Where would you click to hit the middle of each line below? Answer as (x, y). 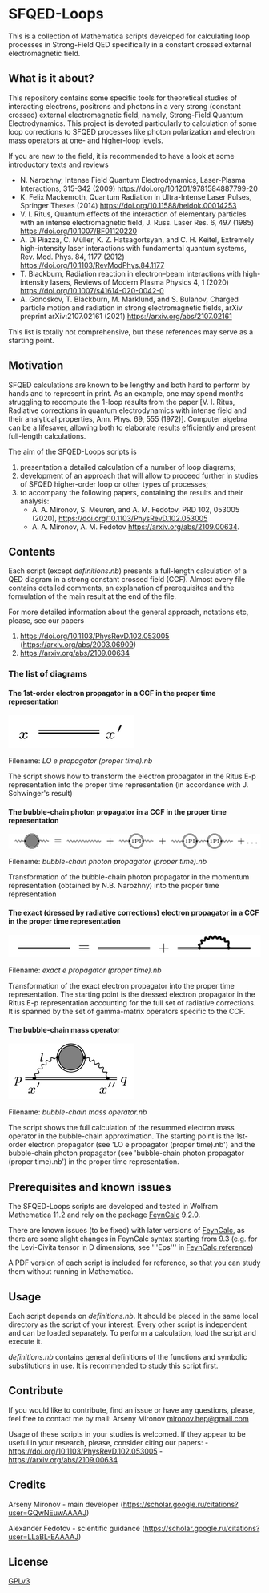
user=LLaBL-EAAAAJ (44, 1537)
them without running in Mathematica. (71, 1272)
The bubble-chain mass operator (64, 1029)
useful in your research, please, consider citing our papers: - (108, 1442)
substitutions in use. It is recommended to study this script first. (113, 1366)
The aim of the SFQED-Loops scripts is (73, 451)
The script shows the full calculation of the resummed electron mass (121, 1128)
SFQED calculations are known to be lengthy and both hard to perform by (129, 385)
